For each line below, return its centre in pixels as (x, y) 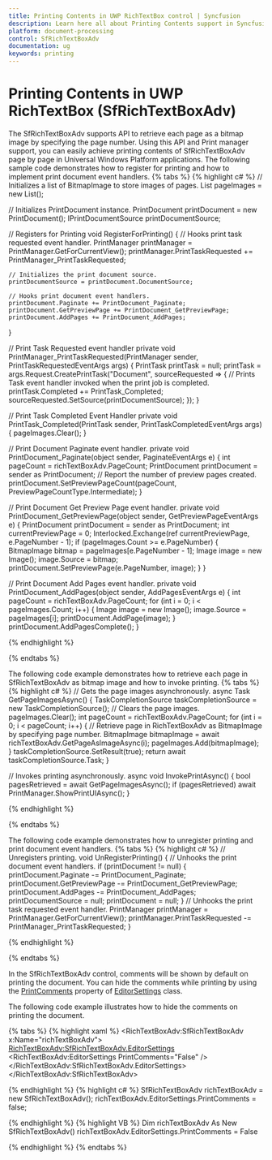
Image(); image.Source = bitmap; (64, 559)
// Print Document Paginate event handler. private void (99, 448)
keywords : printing (41, 54)
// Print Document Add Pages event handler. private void (102, 583)
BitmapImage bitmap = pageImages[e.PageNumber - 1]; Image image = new (135, 550)
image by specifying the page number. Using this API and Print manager (129, 142)
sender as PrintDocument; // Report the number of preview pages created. (133, 474)
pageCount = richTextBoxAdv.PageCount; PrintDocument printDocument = (133, 466)
